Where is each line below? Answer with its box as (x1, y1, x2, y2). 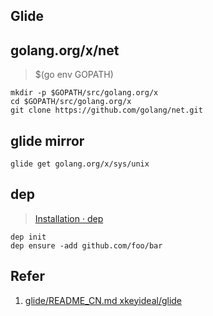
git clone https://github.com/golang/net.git (10, 105, 203, 116)
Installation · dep (34, 212, 104, 224)
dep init (10, 232, 47, 242)
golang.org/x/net (10, 42, 120, 59)
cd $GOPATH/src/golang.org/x (10, 97, 132, 107)
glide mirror (10, 132, 85, 149)
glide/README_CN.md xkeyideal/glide (24, 294, 183, 306)
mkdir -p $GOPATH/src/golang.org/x (10, 88, 159, 98)
